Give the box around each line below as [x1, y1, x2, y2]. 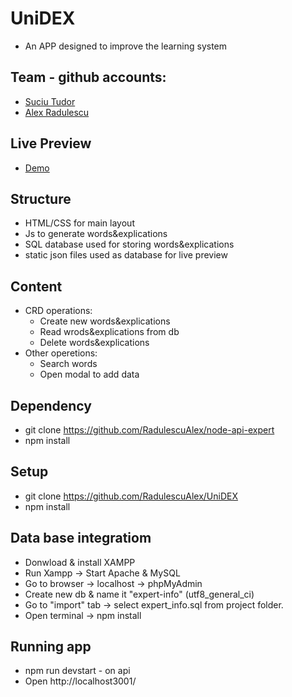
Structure [10, 190, 72, 207]
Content [10, 278, 63, 295]
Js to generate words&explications [24, 228, 168, 240]
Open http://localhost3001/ [24, 675, 137, 687]
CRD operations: [24, 305, 93, 317]
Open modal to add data [39, 368, 140, 381]
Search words [39, 358, 98, 370]
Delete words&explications [39, 337, 150, 349]
